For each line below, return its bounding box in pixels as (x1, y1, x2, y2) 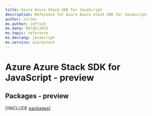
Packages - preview (5, 92, 69, 100)
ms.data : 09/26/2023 (5, 26, 49, 31)
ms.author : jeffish (5, 21, 46, 26)
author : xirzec (5, 16, 37, 21)
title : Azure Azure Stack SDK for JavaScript (5, 7, 102, 12)
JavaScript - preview (5, 72, 95, 83)
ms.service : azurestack (5, 40, 55, 45)
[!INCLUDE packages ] (5, 105, 51, 111)
